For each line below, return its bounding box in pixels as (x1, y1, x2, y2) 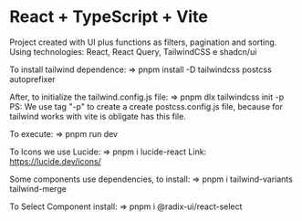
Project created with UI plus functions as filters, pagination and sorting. (9, 37, 277, 47)
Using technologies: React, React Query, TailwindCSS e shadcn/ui (9, 46, 257, 57)
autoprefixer (9, 73, 57, 84)
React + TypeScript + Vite (9, 6, 208, 27)
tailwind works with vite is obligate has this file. (9, 110, 187, 121)
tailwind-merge (9, 183, 67, 194)
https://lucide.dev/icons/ (9, 155, 102, 166)
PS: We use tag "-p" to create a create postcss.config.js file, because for (9, 100, 283, 111)
